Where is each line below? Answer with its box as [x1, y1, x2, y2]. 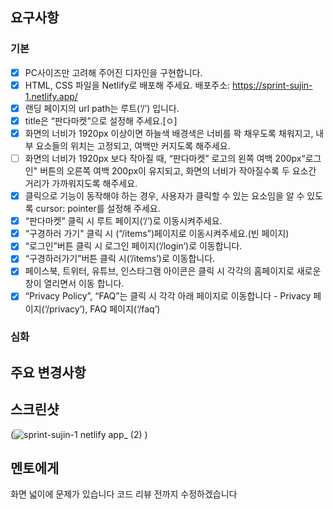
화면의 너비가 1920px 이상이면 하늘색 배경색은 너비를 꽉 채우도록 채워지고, [24, 127, 314, 139]
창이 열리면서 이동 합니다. [24, 278, 125, 290]
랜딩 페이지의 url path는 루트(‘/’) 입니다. [24, 102, 180, 114]
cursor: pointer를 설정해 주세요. [35, 203, 161, 215]
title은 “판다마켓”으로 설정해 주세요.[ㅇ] [24, 114, 178, 127]
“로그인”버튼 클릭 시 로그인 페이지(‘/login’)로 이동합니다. [24, 240, 243, 252]
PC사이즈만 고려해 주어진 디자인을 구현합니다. [24, 66, 203, 78]
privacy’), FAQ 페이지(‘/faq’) [49, 303, 161, 315]
